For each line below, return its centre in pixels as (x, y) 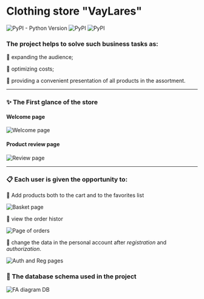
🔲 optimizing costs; (30, 69)
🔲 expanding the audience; (40, 57)
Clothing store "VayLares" (74, 11)
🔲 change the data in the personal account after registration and (87, 242)
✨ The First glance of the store (52, 102)
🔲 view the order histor (35, 219)
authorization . (24, 248)
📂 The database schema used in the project (71, 276)
